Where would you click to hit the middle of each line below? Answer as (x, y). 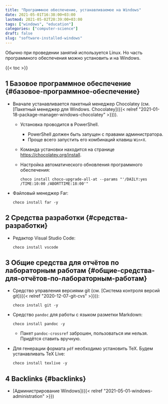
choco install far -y (35, 202)
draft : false (19, 33)
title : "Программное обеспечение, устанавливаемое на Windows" (73, 10)
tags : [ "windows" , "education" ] (39, 24)
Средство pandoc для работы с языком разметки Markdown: (77, 315)
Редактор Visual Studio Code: (44, 238)
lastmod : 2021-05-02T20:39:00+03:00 (44, 19)
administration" (28, 396)
